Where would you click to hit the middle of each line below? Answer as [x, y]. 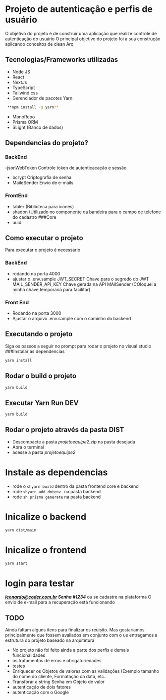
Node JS [21, 72]
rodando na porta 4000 [36, 273]
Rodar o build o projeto [41, 376]
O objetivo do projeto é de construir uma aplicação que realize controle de [81, 33]
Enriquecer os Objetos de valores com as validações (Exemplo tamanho [86, 671]
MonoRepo [24, 117]
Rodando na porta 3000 [37, 313]
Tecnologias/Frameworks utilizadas [62, 60]
